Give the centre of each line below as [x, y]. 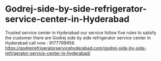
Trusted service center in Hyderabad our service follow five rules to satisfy [81, 32]
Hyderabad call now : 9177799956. [40, 43]
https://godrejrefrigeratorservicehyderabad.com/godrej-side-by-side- [76, 48]
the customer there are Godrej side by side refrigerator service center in [78, 38]
